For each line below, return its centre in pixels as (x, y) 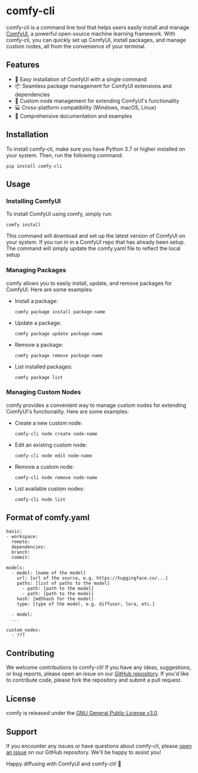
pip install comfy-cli (34, 166)
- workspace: (22, 536)
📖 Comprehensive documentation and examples (73, 116)
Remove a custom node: (44, 466)
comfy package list (39, 377)
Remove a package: (39, 345)
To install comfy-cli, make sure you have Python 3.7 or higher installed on (96, 149)
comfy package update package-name (59, 333)
